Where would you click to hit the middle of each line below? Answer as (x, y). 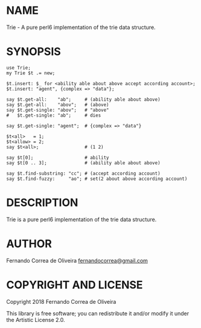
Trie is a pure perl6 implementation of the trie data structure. (81, 219)
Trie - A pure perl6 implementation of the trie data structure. (81, 27)
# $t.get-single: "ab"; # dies (54, 115)
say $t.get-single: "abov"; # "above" (58, 110)
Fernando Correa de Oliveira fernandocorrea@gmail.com (77, 260)
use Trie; (19, 68)
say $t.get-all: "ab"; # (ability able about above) (84, 99)
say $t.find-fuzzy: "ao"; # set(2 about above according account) (97, 179)
